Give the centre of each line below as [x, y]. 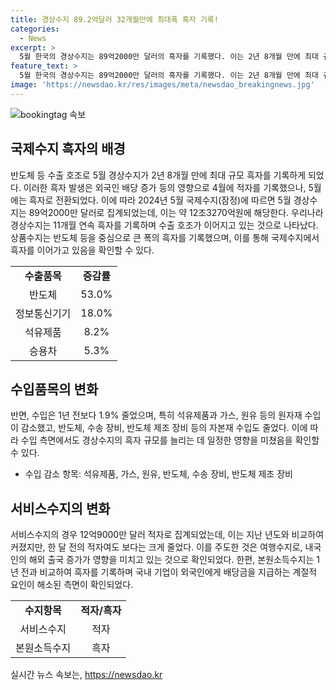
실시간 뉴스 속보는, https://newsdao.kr [86, 675]
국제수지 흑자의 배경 [68, 149]
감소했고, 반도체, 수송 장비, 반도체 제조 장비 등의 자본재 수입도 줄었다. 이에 [164, 428]
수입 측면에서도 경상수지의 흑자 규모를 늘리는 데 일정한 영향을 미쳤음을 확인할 [170, 440]
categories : [35, 29]
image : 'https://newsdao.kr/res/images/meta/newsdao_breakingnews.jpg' [162, 85]
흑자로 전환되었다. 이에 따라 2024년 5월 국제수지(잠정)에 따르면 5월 [160, 200]
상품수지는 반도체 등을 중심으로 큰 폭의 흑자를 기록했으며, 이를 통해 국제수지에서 [165, 237]
